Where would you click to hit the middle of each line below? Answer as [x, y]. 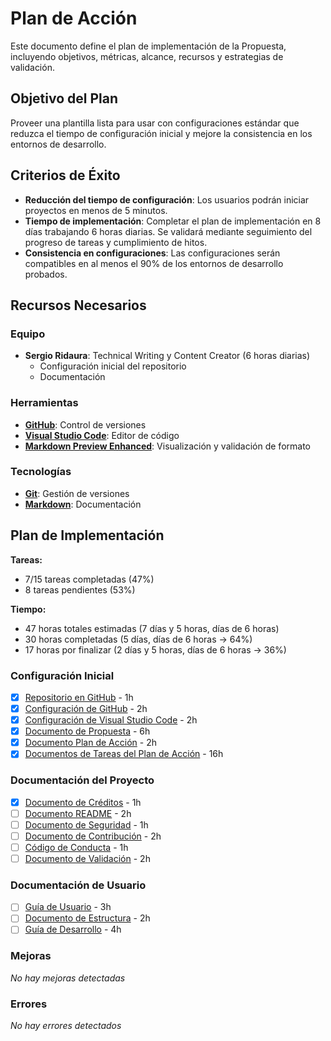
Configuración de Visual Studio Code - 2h [111, 720]
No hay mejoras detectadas [68, 978]
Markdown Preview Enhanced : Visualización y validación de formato [167, 446]
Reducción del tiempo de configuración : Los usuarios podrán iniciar [167, 199]
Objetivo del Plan [64, 98]
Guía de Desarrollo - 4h [73, 929]
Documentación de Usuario [78, 885]
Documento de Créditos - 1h [83, 802]
